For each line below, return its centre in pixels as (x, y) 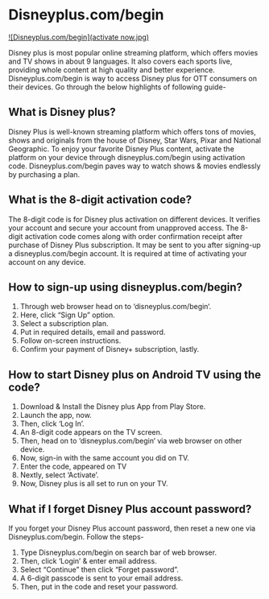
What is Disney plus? (62, 112)
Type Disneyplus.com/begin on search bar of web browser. (118, 552)
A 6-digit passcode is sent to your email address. (101, 578)
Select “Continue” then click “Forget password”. (99, 570)
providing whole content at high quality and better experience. (112, 69)
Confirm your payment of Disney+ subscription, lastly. (110, 349)
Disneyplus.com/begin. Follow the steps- (77, 537)
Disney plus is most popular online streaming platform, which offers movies (133, 52)
